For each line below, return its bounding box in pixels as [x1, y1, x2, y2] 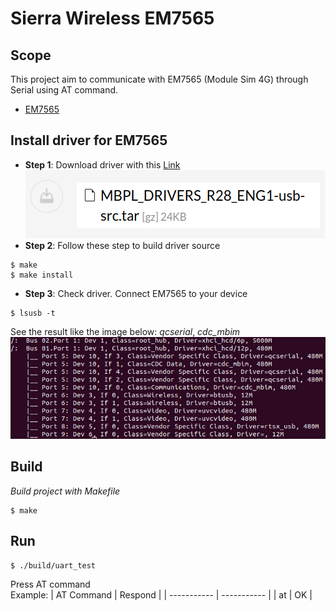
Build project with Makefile [10, 485, 121, 497]
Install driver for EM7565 [10, 132, 168, 149]
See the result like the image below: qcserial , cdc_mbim [10, 325, 241, 337]
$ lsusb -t [10, 308, 56, 318]
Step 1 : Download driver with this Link [24, 158, 181, 171]
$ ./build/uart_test [10, 560, 97, 571]
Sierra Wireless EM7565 [10, 7, 215, 30]
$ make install [10, 270, 74, 280]
